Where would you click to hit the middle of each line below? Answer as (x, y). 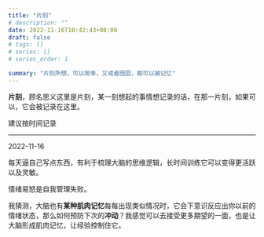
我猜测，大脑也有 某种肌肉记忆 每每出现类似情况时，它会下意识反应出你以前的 (132, 206)
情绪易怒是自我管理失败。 (49, 188)
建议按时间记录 (32, 123)
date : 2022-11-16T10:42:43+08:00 (63, 30)
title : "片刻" (30, 15)
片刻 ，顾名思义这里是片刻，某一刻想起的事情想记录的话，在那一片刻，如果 (128, 97)
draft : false (29, 37)
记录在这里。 (63, 106)
